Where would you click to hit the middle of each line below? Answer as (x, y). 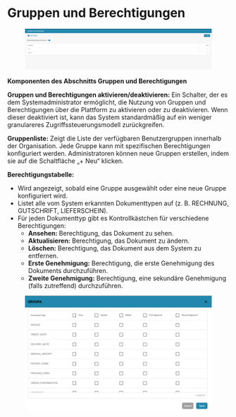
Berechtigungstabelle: (41, 174)
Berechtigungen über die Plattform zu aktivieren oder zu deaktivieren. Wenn (118, 109)
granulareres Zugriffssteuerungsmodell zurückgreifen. (86, 124)
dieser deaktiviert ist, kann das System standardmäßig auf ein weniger (110, 117)
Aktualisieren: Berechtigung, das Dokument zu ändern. (109, 241)
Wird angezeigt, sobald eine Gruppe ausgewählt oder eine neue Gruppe (122, 188)
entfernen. (43, 255)
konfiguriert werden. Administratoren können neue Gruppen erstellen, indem (118, 153)
